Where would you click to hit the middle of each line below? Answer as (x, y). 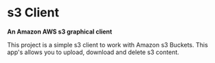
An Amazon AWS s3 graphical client (60, 32)
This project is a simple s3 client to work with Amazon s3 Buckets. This (107, 45)
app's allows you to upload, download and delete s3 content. (93, 52)
